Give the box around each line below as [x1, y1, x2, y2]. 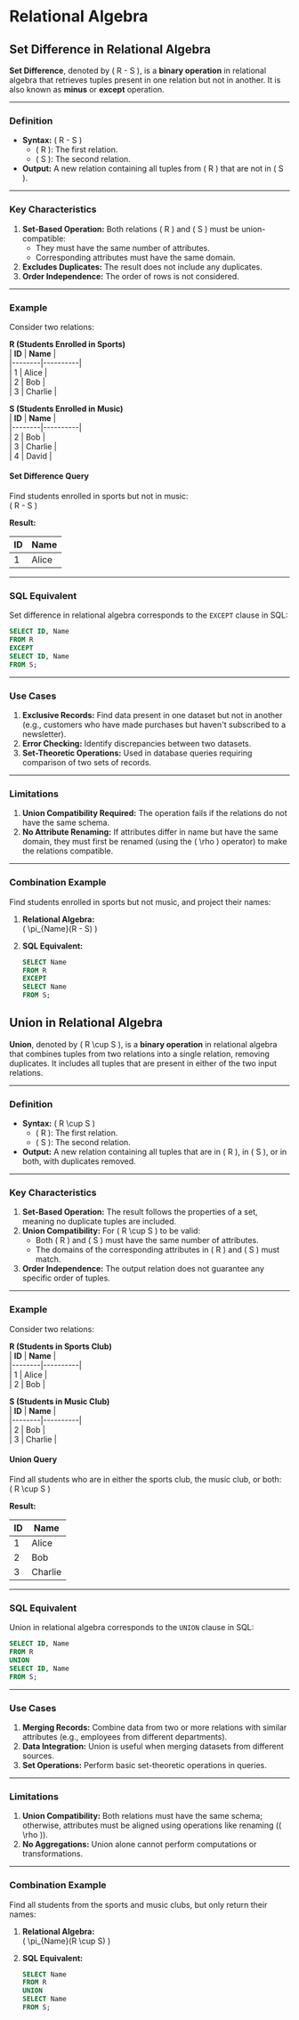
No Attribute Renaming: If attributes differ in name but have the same [21, 827, 279, 837]
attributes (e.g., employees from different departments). [21, 1731, 228, 1741]
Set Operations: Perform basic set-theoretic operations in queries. [21, 1759, 267, 1770]
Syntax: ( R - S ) [21, 135, 83, 146]
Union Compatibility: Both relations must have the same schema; [21, 1811, 263, 1822]
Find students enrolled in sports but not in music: [9, 491, 189, 502]
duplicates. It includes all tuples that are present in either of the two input [9, 1057, 278, 1069]
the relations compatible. [21, 845, 114, 856]
